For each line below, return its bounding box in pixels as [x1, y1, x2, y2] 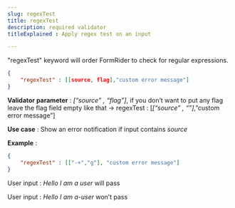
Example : [7, 138, 38, 147]
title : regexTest [7, 17, 59, 24]
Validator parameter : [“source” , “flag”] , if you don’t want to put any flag [7, 95, 224, 104]
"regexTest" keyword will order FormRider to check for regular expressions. [7, 56, 229, 65]
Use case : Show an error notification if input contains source [7, 125, 188, 133]
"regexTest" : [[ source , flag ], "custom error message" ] [20, 76, 190, 84]
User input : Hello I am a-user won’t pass [7, 192, 128, 201]
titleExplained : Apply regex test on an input [7, 30, 152, 38]
